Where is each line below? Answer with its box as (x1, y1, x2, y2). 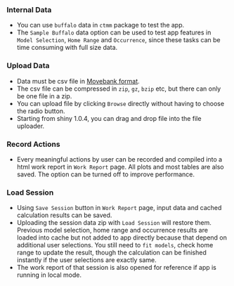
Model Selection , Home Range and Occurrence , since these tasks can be (16, 36, 221, 44)
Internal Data (6, 5, 52, 15)
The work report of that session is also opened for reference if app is (16, 264, 217, 272)
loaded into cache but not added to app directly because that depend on (16, 233, 228, 242)
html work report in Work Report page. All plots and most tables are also (16, 162, 224, 171)
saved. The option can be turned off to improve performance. (16, 170, 195, 178)
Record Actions (6, 139, 60, 149)
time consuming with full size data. (16, 44, 118, 52)
